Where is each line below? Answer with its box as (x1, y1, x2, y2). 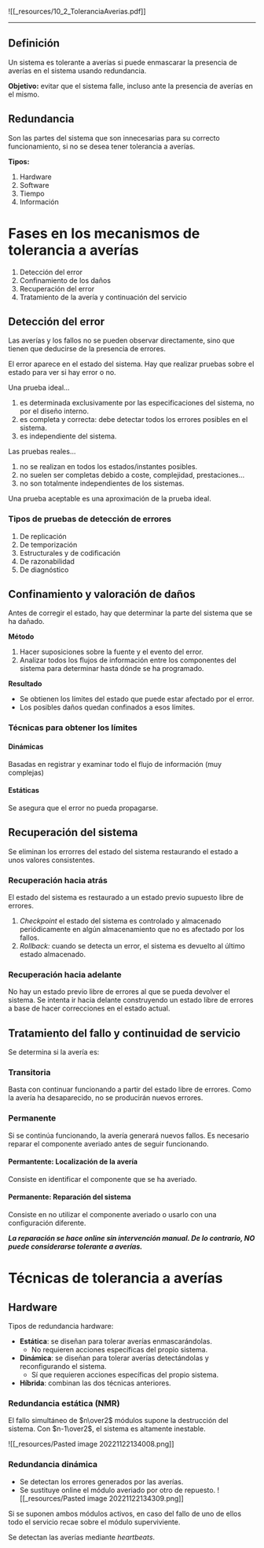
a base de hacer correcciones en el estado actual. (8, 1003, 170, 1013)
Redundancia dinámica (8, 1459, 98, 1470)
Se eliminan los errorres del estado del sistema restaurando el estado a (8, 846, 239, 856)
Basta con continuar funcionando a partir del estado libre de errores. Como (8, 1084, 251, 1095)
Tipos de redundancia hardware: (8, 1322, 114, 1331)
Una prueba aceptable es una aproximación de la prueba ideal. (8, 494, 212, 504)
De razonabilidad (19, 556, 75, 566)
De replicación (19, 531, 67, 541)
